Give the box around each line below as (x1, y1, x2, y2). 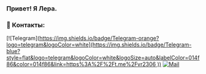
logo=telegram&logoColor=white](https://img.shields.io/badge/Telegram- (6, 41, 192, 48)
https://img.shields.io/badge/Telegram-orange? (39, 35, 159, 42)
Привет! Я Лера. (6, 4, 57, 13)
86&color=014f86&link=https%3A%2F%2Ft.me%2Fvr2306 (6, 61, 156, 68)
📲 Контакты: (6, 20, 45, 29)
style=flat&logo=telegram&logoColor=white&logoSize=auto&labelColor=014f (6, 54, 200, 62)
